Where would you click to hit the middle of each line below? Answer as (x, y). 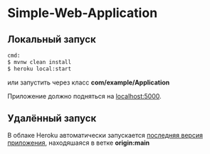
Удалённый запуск (52, 119)
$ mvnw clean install (40, 62)
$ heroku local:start (40, 69)
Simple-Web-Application (83, 13)
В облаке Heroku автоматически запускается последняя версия (105, 136)
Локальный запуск (52, 39)
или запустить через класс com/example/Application (89, 82)
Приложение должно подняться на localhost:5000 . (84, 96)
